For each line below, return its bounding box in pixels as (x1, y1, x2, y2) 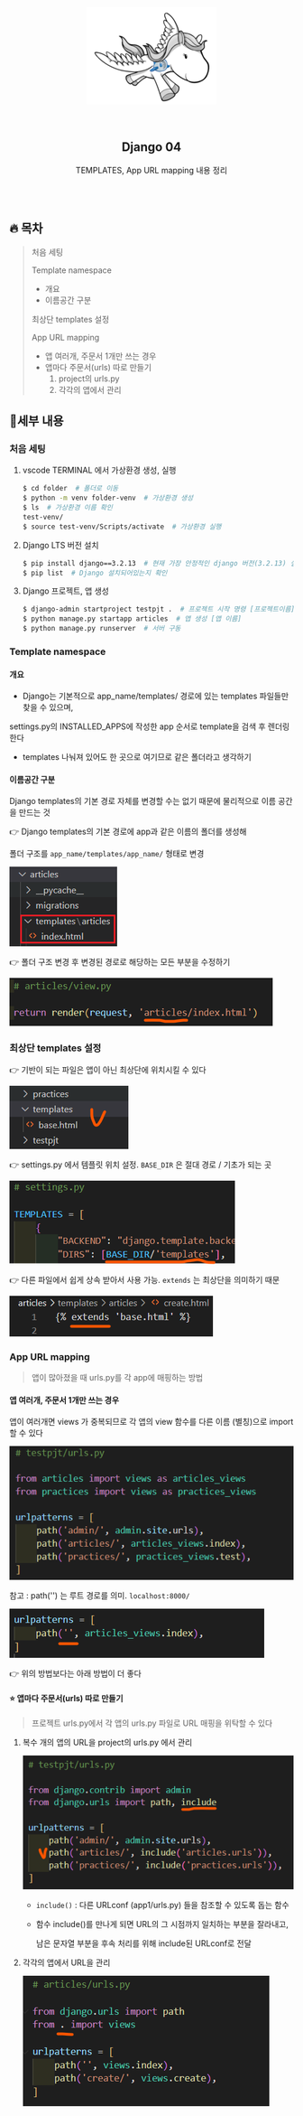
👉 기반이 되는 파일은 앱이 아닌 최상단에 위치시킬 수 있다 (9, 1064, 207, 1075)
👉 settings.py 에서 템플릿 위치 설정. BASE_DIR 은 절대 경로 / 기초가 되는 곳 (9, 1159, 272, 1170)
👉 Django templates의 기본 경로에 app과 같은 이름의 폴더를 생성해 (9, 826, 247, 838)
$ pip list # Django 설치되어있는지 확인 (22, 568, 168, 577)
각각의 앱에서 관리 (58, 384, 122, 395)
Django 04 (121, 139, 182, 155)
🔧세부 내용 (9, 414, 65, 429)
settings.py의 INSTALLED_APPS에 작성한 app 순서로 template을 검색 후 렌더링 (9, 721, 290, 732)
